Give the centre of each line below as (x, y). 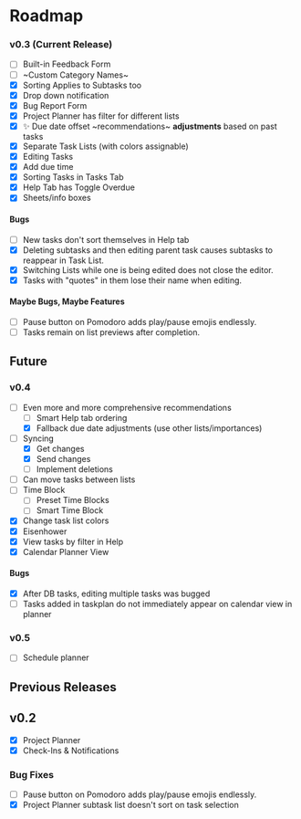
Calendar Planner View (66, 551)
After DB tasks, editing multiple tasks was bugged (116, 593)
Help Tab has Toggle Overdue (78, 187)
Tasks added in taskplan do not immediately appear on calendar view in (157, 604)
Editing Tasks (48, 156)
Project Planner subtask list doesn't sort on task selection (130, 805)
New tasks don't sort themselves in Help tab (106, 239)
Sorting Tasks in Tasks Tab (73, 177)
